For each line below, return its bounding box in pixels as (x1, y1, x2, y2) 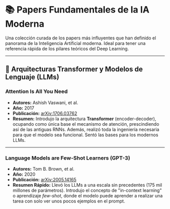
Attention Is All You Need (5, 88, 68, 95)
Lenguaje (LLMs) (5, 73, 60, 81)
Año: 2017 (12, 104, 34, 111)
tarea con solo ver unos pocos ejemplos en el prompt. (12, 198, 125, 204)
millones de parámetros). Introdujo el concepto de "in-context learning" (12, 187, 162, 193)
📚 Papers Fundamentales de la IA (5, 4, 150, 16)
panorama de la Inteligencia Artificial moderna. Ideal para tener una (5, 40, 146, 46)
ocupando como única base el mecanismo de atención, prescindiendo (12, 121, 159, 127)
